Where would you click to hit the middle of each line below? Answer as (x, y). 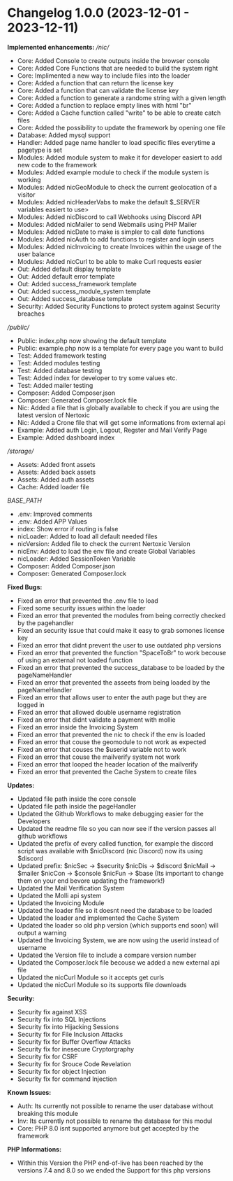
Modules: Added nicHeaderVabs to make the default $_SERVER (108, 202)
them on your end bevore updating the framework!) (91, 881)
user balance (36, 254)
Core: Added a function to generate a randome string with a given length (122, 98)
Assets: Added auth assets (56, 479)
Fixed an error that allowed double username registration (99, 712)
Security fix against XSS (52, 1012)
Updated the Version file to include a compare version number (107, 955)
